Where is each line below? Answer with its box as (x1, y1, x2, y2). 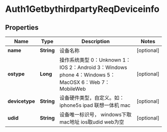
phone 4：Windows (59, 71, 106, 78)
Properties (5, 23, 39, 32)
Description (81, 38, 110, 45)
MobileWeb (59, 85, 86, 92)
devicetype (7, 98, 35, 105)
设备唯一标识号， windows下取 (59, 111, 132, 118)
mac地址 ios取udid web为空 (59, 119, 124, 125)
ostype (7, 70, 25, 77)
